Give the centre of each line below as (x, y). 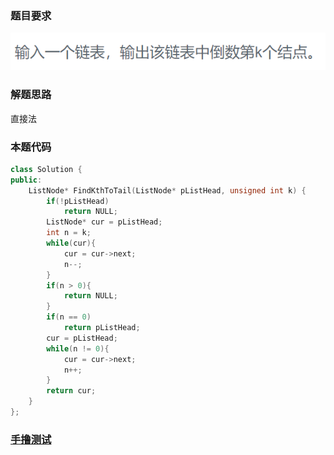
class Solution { (46, 169)
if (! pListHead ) (78, 201)
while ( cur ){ (71, 243)
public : (26, 180)
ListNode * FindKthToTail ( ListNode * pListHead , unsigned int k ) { (167, 190)
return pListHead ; (102, 328)
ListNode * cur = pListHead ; (104, 222)
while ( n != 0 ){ (78, 348)
